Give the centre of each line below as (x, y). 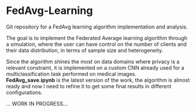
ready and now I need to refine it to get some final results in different (89, 86)
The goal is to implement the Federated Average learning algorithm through (97, 38)
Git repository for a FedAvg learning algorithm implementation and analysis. (97, 27)
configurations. (24, 92)
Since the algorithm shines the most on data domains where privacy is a (93, 62)
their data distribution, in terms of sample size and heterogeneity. (85, 50)
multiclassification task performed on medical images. (71, 74)
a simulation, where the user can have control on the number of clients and (97, 44)
